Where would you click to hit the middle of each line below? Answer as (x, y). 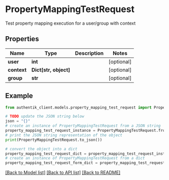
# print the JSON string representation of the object (64, 135)
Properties (22, 39)
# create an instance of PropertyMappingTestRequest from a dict (75, 158)
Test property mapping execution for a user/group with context (70, 23)
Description (90, 53)
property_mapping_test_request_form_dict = (52, 163)
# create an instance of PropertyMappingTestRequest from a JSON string (83, 126)
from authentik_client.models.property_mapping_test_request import (78, 107)
